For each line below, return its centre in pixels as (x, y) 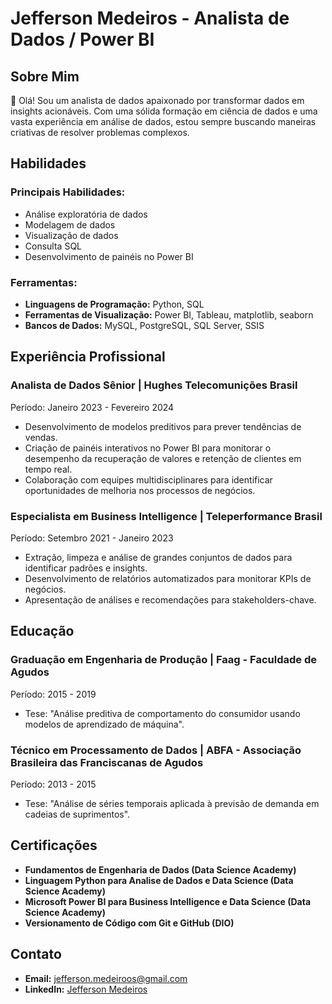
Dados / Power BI (82, 39)
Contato (36, 954)
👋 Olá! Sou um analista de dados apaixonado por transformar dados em (157, 100)
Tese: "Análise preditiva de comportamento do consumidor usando (162, 713)
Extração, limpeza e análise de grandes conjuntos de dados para (158, 557)
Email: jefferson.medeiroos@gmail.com (106, 978)
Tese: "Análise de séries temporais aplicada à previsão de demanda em (172, 803)
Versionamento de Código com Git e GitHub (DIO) (129, 923)
